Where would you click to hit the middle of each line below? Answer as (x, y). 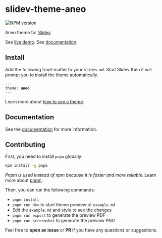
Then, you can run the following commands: (50, 190)
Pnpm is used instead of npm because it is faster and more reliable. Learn (81, 175)
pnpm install (26, 200)
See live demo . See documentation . (41, 42)
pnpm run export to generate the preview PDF (59, 215)
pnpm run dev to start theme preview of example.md (64, 205)
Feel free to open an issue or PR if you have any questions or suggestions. (81, 230)
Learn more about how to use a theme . (45, 101)
